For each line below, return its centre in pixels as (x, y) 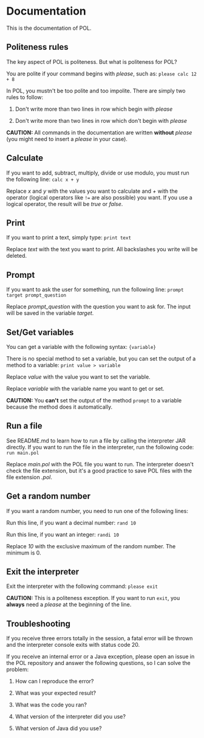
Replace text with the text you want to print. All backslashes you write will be (102, 249)
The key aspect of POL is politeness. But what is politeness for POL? (92, 61)
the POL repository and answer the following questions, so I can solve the (98, 663)
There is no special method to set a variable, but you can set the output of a (101, 359)
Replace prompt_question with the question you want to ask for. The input (99, 307)
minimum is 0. (24, 553)
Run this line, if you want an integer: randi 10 (63, 534)
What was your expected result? (55, 693)
